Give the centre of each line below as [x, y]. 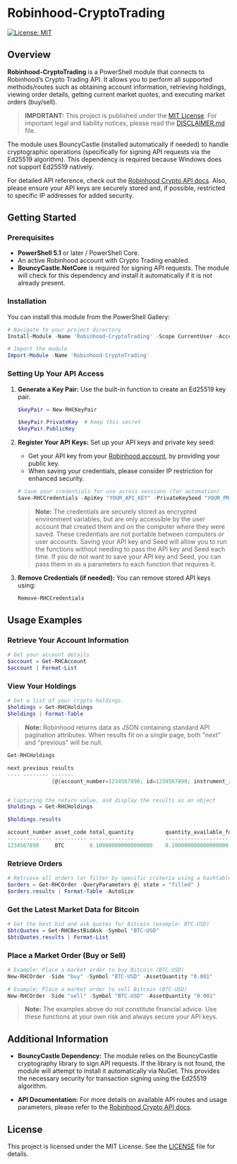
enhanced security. [56, 479]
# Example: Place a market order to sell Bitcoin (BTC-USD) [98, 989]
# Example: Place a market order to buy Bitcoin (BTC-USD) [96, 970]
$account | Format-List [42, 668]
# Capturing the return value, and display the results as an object [112, 800]
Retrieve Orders [35, 863]
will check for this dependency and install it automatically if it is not [115, 275]
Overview [29, 55]
